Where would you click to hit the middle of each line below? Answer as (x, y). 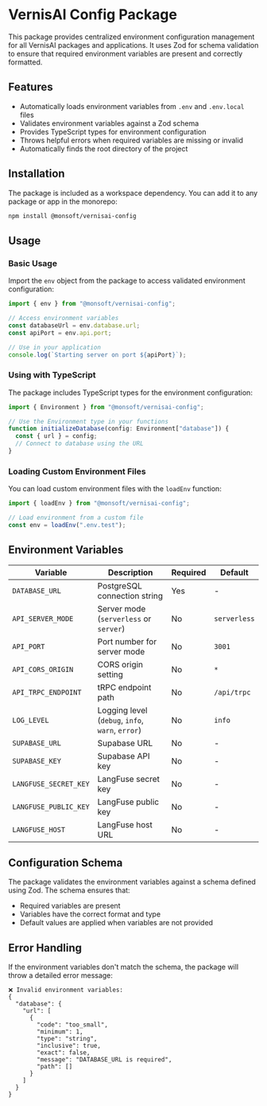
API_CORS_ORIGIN (43, 669)
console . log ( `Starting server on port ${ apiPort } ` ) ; (97, 355)
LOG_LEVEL (31, 720)
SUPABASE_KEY (37, 761)
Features (31, 87)
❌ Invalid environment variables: (66, 990)
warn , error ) (120, 730)
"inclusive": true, (69, 1046)
